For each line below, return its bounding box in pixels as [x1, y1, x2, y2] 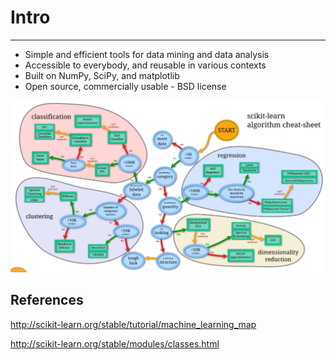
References [10, 292, 84, 309]
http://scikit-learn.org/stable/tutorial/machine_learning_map [10, 318, 257, 330]
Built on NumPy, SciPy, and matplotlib [24, 69, 180, 81]
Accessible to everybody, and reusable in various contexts [24, 59, 267, 71]
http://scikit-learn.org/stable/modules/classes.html [10, 337, 220, 350]
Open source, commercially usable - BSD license [24, 80, 227, 92]
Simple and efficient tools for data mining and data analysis [24, 48, 270, 60]
